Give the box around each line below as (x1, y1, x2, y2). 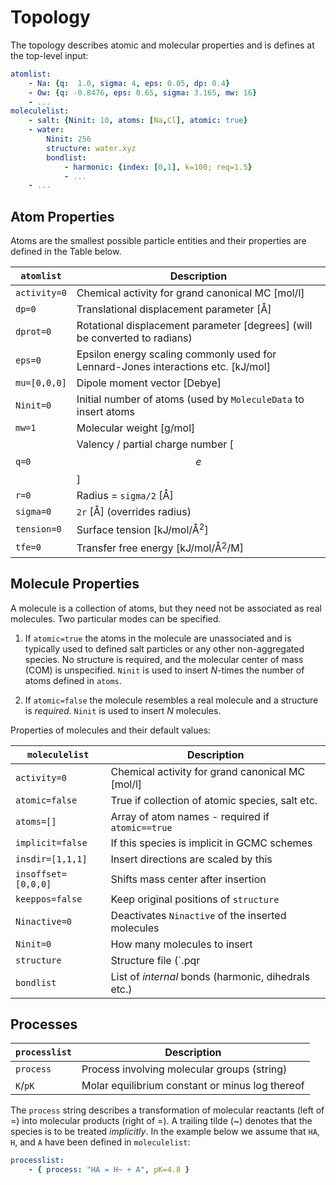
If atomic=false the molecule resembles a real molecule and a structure (24, 694, 319, 706)
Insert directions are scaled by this (110, 852, 273, 866)
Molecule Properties (10, 576, 140, 593)
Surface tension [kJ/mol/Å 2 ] (76, 521, 209, 537)
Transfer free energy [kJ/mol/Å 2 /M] (76, 539, 244, 555)
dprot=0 (15, 326, 52, 338)
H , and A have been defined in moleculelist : (10, 1136, 191, 1148)
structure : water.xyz (46, 143, 137, 153)
